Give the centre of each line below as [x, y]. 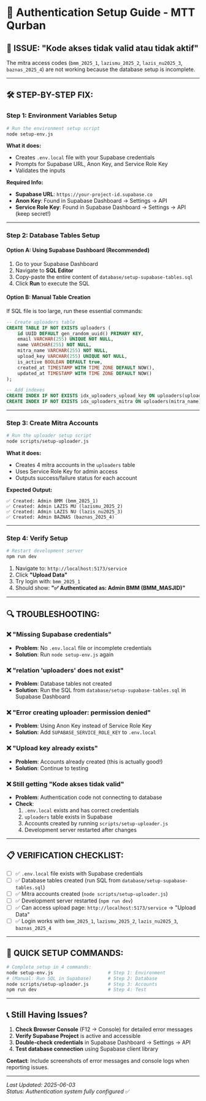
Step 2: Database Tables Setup [53, 235]
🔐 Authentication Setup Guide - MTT [101, 13]
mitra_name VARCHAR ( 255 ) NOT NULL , [63, 351]
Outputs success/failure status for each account [76, 478]
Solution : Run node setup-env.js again [64, 654]
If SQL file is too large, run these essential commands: [74, 311]
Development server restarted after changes [80, 830]
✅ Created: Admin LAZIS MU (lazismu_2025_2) [65, 507]
